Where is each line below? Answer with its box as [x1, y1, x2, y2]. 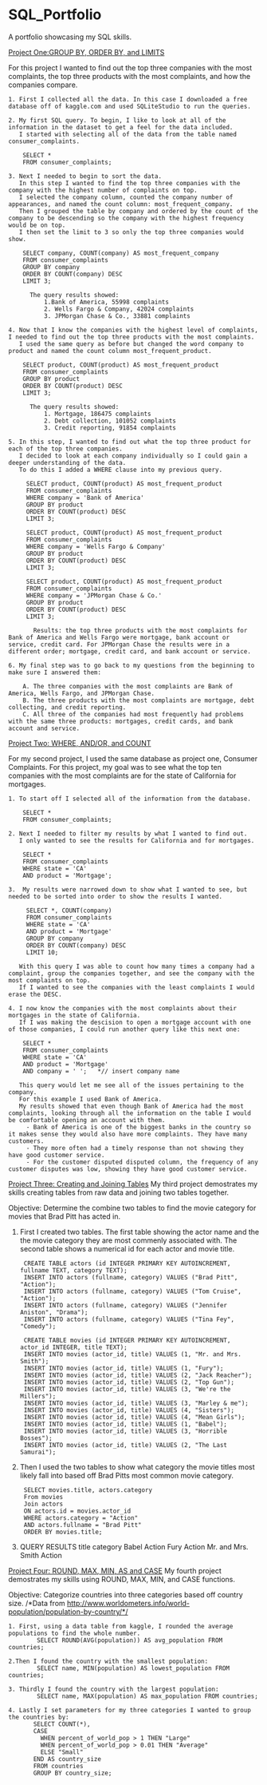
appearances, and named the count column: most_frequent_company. [8, 200, 234, 208]
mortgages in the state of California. [8, 1011, 141, 1019]
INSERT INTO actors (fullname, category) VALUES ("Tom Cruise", [23, 1287, 241, 1295]
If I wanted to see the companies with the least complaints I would [18, 983, 255, 991]
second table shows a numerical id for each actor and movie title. [19, 1244, 235, 1253]
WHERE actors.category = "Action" [23, 1513, 139, 1522]
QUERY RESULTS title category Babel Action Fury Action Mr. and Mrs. [19, 1541, 249, 1551]
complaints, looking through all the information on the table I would [8, 1109, 251, 1117]
